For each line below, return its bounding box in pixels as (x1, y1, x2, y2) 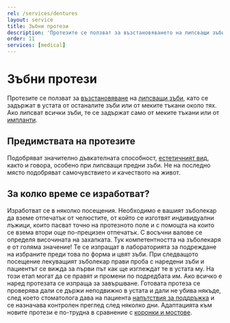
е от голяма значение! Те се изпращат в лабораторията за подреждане (7, 242, 217, 250)
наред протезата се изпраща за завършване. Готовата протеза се (7, 279, 201, 287)
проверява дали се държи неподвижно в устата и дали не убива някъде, (7, 286, 221, 294)
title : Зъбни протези (7, 23, 69, 29)
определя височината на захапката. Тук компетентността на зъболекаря (7, 235, 221, 244)
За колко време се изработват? (7, 188, 150, 200)
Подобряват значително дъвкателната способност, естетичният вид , (7, 153, 209, 161)
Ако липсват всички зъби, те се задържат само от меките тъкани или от (7, 108, 220, 116)
